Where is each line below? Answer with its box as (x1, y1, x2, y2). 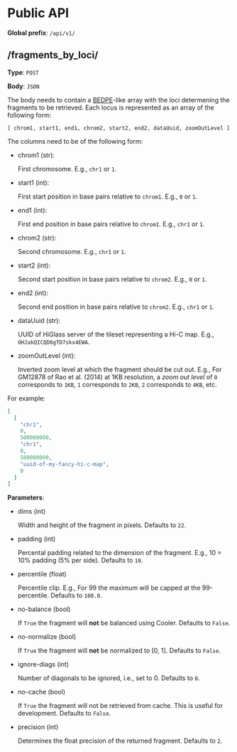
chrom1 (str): (17, 151, 55, 159)
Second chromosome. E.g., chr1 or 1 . (17, 247, 126, 255)
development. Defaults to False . (17, 709, 111, 718)
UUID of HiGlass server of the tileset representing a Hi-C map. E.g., (17, 329, 214, 339)
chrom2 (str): (17, 233, 57, 242)
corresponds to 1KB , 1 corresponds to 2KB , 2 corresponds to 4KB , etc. (17, 380, 218, 388)
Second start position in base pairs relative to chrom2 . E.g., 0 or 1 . (17, 275, 207, 283)
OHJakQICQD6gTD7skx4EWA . (17, 337, 90, 346)
